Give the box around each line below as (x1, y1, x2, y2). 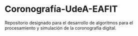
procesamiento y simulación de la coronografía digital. (4, 25, 116, 31)
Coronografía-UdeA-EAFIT (4, 3, 118, 15)
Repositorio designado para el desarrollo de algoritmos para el (4, 20, 133, 26)
